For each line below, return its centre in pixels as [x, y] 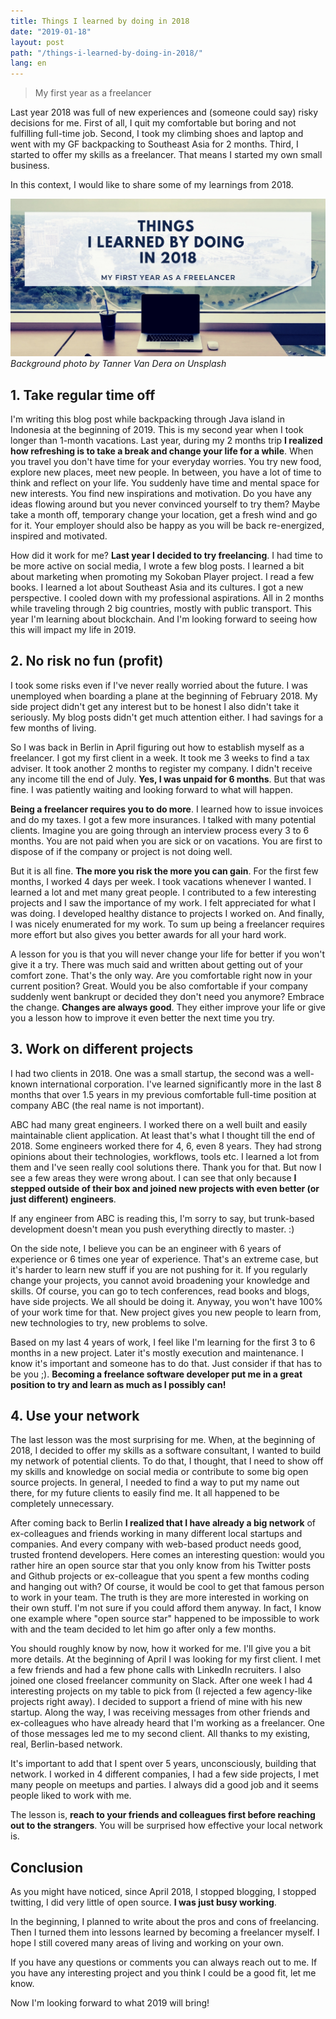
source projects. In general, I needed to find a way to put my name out [155, 1482]
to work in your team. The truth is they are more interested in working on [159, 1597]
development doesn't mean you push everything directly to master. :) [152, 1229]
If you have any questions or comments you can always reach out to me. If [164, 1962]
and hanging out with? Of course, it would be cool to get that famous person [167, 1587]
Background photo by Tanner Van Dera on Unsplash [118, 364]
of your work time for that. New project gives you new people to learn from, [166, 1312]
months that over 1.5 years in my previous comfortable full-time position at [163, 1094]
